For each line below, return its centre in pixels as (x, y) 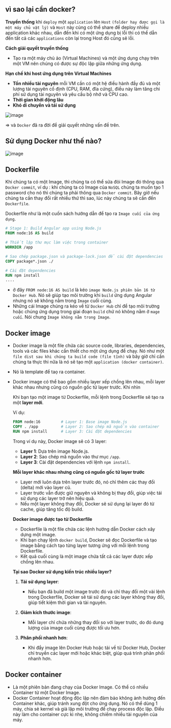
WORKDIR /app (19, 247)
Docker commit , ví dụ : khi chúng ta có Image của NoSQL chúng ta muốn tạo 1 (85, 187)
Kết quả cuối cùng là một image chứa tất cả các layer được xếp (87, 556)
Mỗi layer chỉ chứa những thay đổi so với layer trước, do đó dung (96, 622)
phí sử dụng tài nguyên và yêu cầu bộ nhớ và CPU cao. (70, 94)
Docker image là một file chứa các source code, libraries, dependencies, (89, 346)
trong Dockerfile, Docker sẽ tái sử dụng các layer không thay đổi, (96, 597)
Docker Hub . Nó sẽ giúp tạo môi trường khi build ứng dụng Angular (82, 295)
